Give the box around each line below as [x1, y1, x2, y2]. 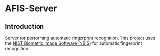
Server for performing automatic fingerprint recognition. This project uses [5, 35, 156, 41]
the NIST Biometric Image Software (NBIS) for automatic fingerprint [5, 40, 142, 46]
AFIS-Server [5, 3, 57, 14]
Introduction [5, 22, 44, 31]
